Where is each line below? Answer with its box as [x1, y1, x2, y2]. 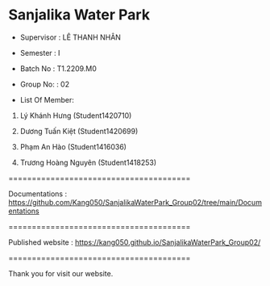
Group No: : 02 [19, 79, 70, 89]
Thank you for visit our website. [8, 268, 114, 278]
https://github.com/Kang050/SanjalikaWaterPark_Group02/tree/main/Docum [8, 197, 262, 207]
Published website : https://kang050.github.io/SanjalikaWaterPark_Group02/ [8, 237, 261, 247]
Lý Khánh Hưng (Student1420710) [19, 111, 132, 120]
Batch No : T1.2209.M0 [19, 63, 97, 74]
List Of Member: [19, 95, 74, 104]
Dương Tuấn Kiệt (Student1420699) [19, 126, 139, 136]
